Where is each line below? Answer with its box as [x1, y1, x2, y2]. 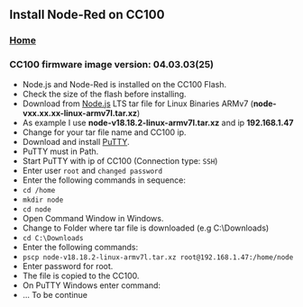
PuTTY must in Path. [22, 146, 99, 157]
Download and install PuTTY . [22, 136, 130, 147]
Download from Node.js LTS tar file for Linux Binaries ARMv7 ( [22, 98, 254, 109]
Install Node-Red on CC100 [9, 7, 165, 23]
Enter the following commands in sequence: [22, 175, 187, 185]
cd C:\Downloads [22, 233, 84, 242]
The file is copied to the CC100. [22, 270, 140, 281]
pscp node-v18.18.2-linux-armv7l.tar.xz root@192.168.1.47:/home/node [22, 252, 294, 262]
